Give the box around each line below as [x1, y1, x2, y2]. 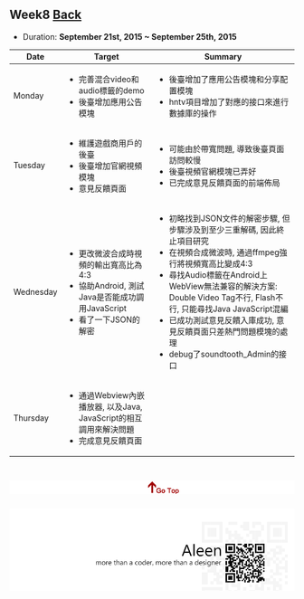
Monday [13, 90, 44, 101]
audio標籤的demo [78, 85, 145, 96]
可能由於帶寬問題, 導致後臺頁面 [168, 143, 285, 154]
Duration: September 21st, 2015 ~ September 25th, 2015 [22, 31, 237, 42]
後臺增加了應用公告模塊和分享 [168, 73, 280, 84]
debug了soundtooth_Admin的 [168, 348, 280, 360]
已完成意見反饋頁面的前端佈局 [168, 176, 280, 188]
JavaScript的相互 [78, 413, 143, 423]
